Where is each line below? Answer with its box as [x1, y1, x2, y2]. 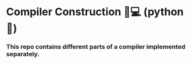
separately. [6, 50, 40, 58]
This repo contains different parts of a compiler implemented [6, 43, 186, 51]
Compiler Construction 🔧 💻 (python [6, 5, 184, 19]
